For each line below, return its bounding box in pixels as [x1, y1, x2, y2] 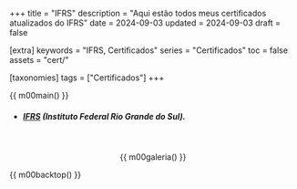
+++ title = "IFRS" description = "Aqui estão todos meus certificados [9, 8, 267, 18]
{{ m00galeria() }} [119, 151, 187, 163]
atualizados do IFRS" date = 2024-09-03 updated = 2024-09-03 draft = [9, 17, 281, 28]
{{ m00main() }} [9, 90, 69, 100]
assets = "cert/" [9, 55, 69, 65]
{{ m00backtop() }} [9, 169, 82, 180]
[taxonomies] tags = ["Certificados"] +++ [9, 72, 165, 83]
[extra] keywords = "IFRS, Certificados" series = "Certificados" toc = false [9, 45, 289, 56]
